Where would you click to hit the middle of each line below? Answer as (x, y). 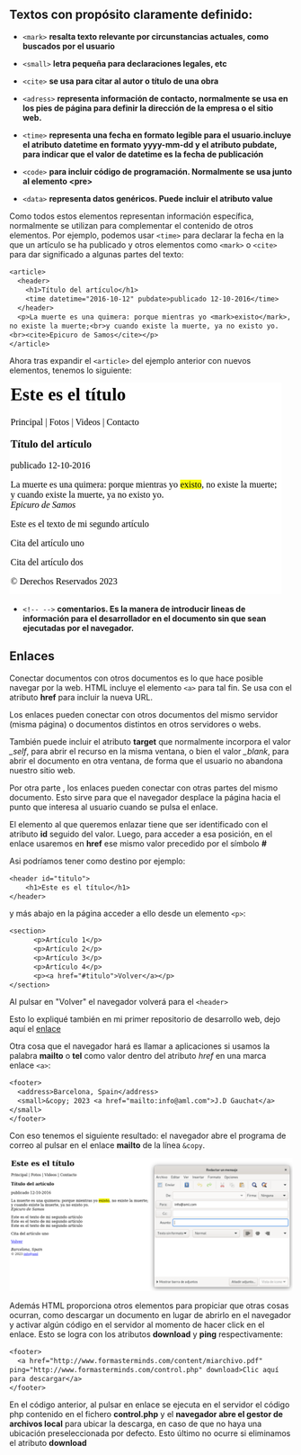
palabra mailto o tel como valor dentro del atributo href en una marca (138, 1055)
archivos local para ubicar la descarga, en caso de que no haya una (136, 1423)
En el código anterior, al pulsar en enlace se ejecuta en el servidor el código (150, 1405)
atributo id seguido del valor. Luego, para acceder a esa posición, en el (141, 834)
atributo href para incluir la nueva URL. (81, 697)
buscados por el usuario (68, 46)
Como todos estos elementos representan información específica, (132, 216)
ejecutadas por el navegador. (78, 628)
